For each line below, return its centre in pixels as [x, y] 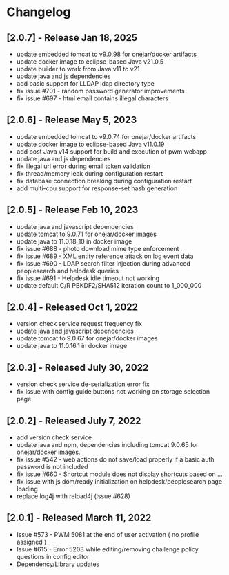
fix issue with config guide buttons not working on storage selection [113, 392]
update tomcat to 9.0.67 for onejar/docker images [87, 338]
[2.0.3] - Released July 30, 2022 [78, 367]
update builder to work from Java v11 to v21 [78, 69]
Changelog [39, 12]
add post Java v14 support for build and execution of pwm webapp [112, 151]
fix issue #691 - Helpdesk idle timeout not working [88, 278]
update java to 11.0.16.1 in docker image [72, 346]
